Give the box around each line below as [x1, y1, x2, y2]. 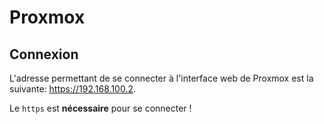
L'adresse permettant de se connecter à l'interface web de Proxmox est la [9, 72, 314, 84]
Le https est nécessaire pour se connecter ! [9, 102, 192, 114]
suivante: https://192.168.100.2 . [9, 83, 137, 95]
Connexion [9, 46, 79, 63]
